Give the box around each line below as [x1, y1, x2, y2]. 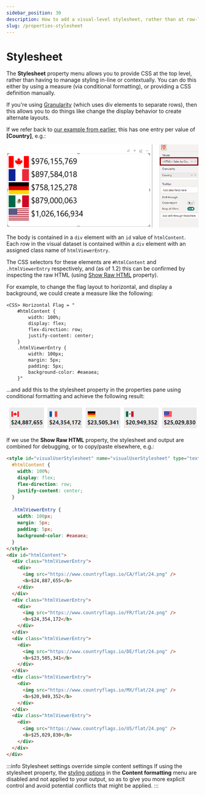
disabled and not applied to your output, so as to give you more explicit [6, 775, 185, 783]
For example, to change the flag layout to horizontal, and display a [6, 283, 173, 291]
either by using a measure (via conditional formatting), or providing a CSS [6, 83, 191, 90]
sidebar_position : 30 [6, 10, 62, 16]
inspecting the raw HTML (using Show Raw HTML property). [6, 271, 159, 279]
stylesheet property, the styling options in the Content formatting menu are [6, 769, 197, 776]
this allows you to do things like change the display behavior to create [6, 107, 182, 115]
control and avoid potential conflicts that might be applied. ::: [6, 782, 159, 789]
